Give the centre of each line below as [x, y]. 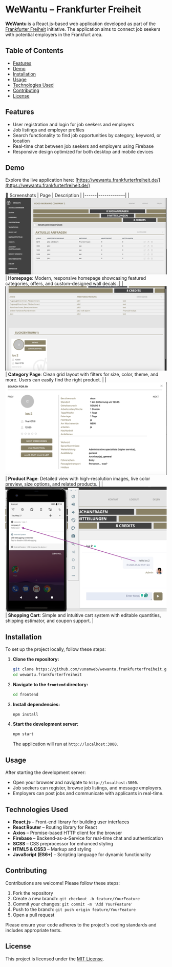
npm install [25, 714]
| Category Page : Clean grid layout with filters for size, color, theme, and [82, 374]
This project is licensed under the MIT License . [55, 959]
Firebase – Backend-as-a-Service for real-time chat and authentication [88, 838]
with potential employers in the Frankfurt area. [54, 34]
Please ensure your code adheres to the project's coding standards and [81, 924]
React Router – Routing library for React [55, 827]
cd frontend [25, 694]
